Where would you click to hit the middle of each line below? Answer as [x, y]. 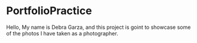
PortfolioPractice [49, 11]
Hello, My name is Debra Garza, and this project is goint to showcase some [98, 27]
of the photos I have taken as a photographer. [62, 33]
